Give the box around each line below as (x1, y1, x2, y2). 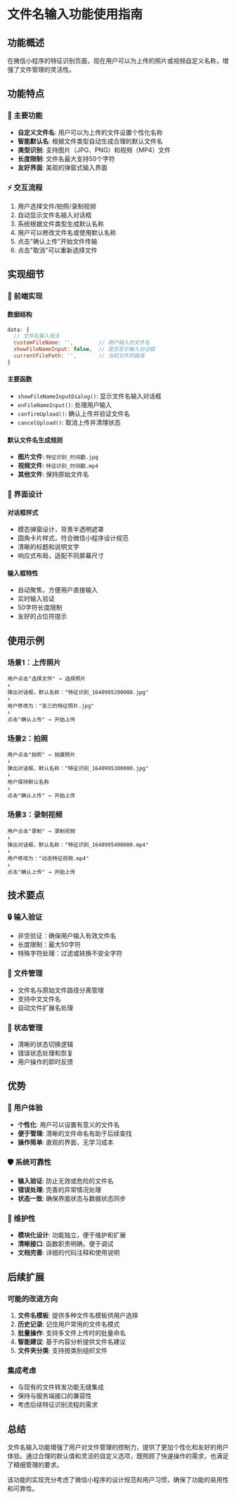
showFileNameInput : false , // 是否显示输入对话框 (13, 346, 156, 353)
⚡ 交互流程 (7, 182, 43, 192)
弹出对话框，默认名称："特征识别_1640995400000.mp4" (7, 841, 149, 848)
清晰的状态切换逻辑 (17, 1040, 74, 1048)
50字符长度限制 (17, 603, 63, 612)
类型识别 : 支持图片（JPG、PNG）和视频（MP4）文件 (17, 146, 171, 154)
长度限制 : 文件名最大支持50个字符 (17, 154, 115, 162)
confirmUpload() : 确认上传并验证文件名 (17, 409, 131, 418)
